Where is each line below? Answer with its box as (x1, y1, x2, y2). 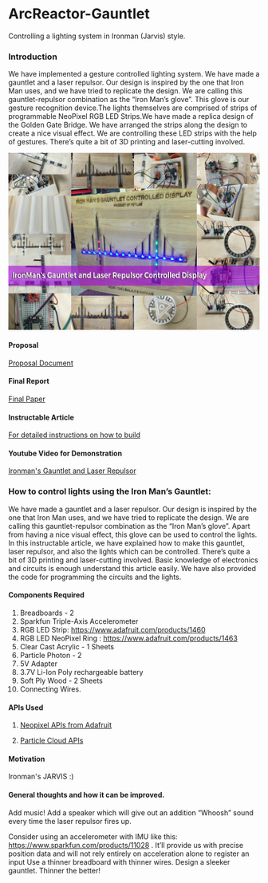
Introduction (8, 51, 57, 62)
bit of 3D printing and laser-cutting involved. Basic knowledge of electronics (8, 555, 258, 565)
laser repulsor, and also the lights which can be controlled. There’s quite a (8, 546, 250, 556)
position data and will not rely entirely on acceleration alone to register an (8, 849, 250, 858)
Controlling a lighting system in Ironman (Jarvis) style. (8, 31, 186, 41)
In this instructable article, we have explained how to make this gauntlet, (8, 538, 246, 547)
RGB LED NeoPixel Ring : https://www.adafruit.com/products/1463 (19, 633, 238, 643)
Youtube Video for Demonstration (8, 448, 122, 458)
